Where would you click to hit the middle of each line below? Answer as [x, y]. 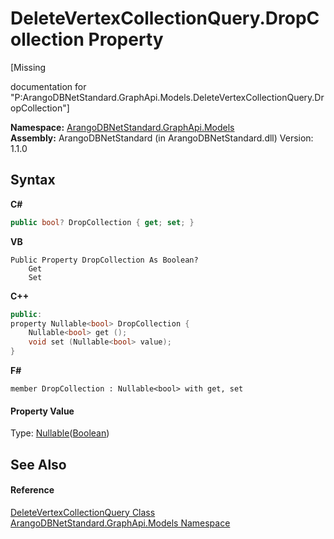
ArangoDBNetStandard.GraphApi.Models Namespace [120, 523]
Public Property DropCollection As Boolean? [104, 260]
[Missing [28, 67]
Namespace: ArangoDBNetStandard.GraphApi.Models [122, 127]
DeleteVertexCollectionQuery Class [83, 512]
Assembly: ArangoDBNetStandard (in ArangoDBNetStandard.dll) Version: [162, 138]
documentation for [48, 86]
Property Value [42, 411]
